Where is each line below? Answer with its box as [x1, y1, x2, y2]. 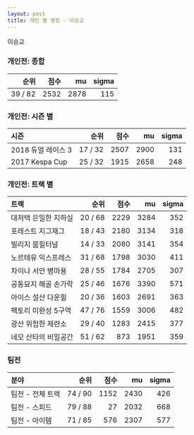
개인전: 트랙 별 [7, 179, 54, 189]
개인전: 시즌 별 [7, 111, 54, 121]
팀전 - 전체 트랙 [11, 389, 61, 399]
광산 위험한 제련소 [11, 319, 67, 329]
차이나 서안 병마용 [11, 266, 67, 276]
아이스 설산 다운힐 [11, 292, 67, 302]
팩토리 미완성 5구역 [11, 306, 72, 316]
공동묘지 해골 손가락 [11, 280, 74, 290]
